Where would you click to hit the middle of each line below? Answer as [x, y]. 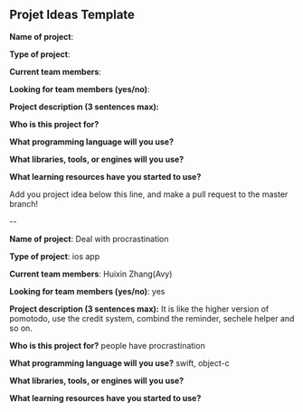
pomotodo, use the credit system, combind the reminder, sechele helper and [152, 318]
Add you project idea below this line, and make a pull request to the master [149, 194]
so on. [21, 328]
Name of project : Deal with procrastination [89, 239]
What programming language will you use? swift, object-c [119, 363]
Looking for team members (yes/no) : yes [87, 291]
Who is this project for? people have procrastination [107, 345]
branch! [24, 203]
